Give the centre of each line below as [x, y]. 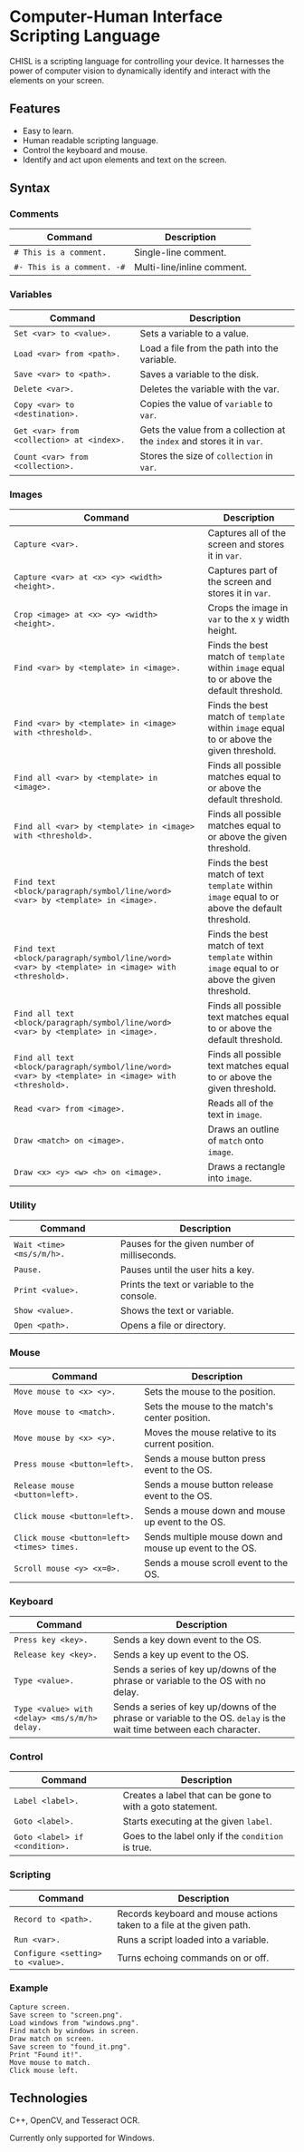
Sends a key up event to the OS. [180, 1654]
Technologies [49, 2098]
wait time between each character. [186, 1729]
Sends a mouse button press [205, 1458]
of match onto [236, 1141]
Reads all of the [241, 1104]
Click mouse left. [44, 2070]
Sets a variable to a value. [194, 333]
